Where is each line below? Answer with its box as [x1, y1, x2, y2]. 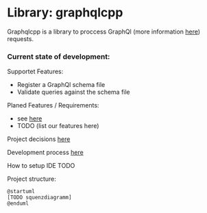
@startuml [7, 188, 36, 195]
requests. [7, 34, 34, 42]
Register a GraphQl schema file [16, 81, 106, 89]
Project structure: [7, 175, 57, 183]
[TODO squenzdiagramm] [7, 194, 72, 201]
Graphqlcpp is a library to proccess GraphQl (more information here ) [7, 27, 201, 36]
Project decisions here [7, 135, 71, 143]
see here [16, 114, 42, 123]
